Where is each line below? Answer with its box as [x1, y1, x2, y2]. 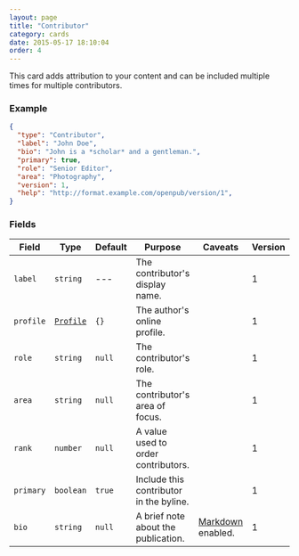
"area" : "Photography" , [17, 172, 105, 181]
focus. [135, 411, 162, 423]
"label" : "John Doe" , [17, 139, 98, 148]
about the [135, 521, 176, 534]
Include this [135, 473, 185, 486]
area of [135, 400, 166, 413]
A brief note [135, 510, 185, 522]
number [54, 443, 83, 454]
